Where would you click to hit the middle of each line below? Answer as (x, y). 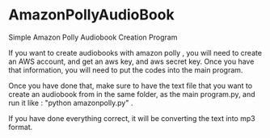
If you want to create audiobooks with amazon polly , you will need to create (135, 52)
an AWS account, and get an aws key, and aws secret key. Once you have (131, 61)
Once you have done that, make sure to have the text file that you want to (131, 86)
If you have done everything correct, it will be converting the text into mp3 (132, 118)
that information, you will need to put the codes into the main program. (126, 69)
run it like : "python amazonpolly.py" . (71, 102)
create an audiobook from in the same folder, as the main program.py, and (132, 94)
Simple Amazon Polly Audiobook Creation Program (93, 37)
